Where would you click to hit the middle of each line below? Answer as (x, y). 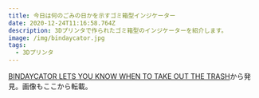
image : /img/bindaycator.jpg (57, 38)
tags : (17, 45)
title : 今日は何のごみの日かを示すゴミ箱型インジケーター (92, 16)
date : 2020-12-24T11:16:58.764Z (62, 23)
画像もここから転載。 (57, 86)
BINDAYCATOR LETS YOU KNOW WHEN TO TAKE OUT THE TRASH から (126, 76)
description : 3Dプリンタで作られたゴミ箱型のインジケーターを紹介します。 (118, 30)
